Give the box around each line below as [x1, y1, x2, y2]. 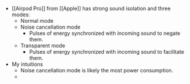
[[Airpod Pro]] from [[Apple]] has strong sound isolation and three [11, 5, 171, 12]
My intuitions [11, 61, 43, 68]
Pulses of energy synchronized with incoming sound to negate [29, 30, 181, 37]
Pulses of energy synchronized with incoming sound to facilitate [29, 48, 185, 55]
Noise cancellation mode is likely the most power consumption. [20, 67, 174, 73]
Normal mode [20, 17, 54, 24]
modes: [11, 11, 30, 18]
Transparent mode [20, 42, 66, 49]
